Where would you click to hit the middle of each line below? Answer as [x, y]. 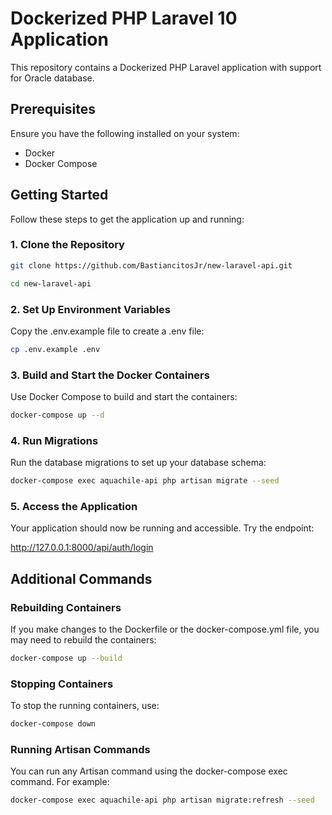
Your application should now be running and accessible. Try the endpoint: [162, 528]
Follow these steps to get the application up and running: [127, 219]
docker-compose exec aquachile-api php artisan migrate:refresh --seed [162, 800]
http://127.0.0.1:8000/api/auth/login [82, 548]
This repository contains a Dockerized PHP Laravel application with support [166, 67]
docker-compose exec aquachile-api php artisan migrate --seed [145, 481]
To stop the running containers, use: [85, 706]
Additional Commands [81, 578]
